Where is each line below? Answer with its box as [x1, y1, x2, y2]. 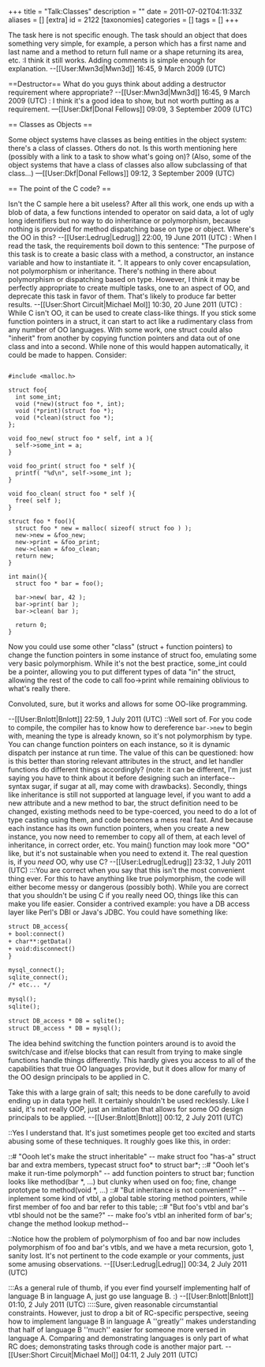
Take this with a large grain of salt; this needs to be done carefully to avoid [8, 1087, 251, 1097]
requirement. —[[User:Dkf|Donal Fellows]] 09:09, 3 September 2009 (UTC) [8, 104, 252, 114]
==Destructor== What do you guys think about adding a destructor [8, 79, 226, 88]
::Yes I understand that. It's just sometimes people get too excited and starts [8, 1128, 256, 1137]
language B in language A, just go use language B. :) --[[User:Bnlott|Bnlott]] [8, 1291, 254, 1301]
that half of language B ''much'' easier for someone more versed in [8, 1324, 226, 1334]
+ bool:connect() [8, 929, 65, 938]
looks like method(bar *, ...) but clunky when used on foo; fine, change [8, 1177, 237, 1186]
